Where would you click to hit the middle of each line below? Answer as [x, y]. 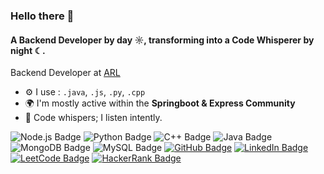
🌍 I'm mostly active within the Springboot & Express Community [160, 103]
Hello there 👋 [42, 16]
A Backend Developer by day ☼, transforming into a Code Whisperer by [162, 40]
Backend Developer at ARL [65, 73]
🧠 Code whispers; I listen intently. [93, 118]
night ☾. [28, 50]
